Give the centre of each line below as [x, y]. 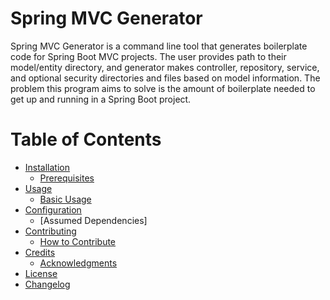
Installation [47, 167]
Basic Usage [65, 199]
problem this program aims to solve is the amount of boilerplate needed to [163, 88]
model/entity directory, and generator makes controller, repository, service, [165, 67]
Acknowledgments [78, 263]
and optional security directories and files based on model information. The [165, 78]
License [41, 273]
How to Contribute [78, 241]
